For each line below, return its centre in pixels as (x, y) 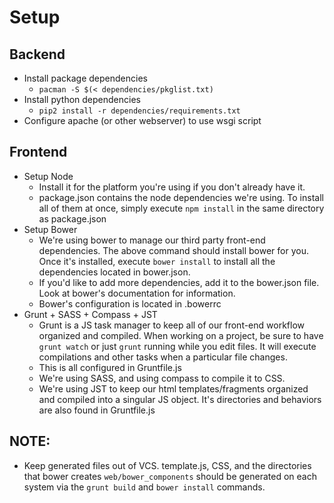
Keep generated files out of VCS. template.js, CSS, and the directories (167, 465)
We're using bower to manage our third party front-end (152, 240)
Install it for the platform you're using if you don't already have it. (172, 187)
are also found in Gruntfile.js (97, 410)
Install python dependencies (82, 99)
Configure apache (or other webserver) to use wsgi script (142, 120)
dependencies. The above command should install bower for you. (173, 250)
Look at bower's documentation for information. (137, 293)
